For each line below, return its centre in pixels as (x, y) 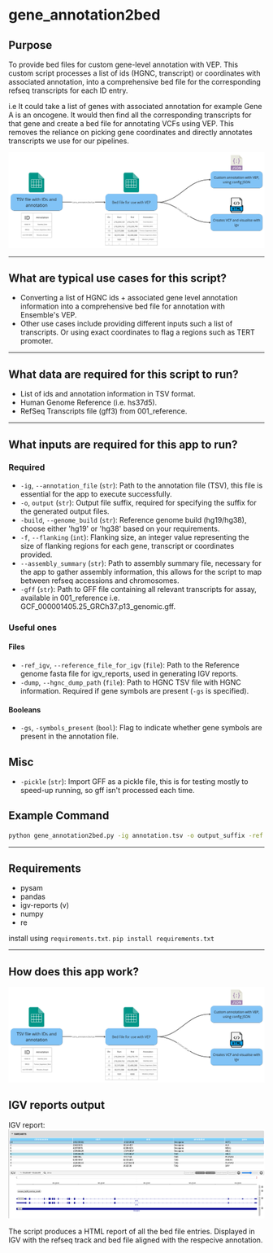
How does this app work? (74, 972)
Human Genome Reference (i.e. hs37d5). (89, 403)
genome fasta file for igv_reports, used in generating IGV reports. (129, 673)
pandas (33, 896)
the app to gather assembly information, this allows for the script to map (141, 572)
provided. (36, 554)
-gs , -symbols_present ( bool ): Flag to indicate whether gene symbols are (141, 728)
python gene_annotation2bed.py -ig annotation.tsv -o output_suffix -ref (136, 835)
